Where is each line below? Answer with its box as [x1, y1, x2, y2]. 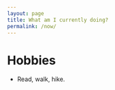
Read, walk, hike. [16, 75, 65, 83]
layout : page [7, 10, 44, 17]
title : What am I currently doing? [7, 16, 109, 23]
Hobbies [7, 52, 56, 68]
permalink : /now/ [7, 23, 57, 30]
